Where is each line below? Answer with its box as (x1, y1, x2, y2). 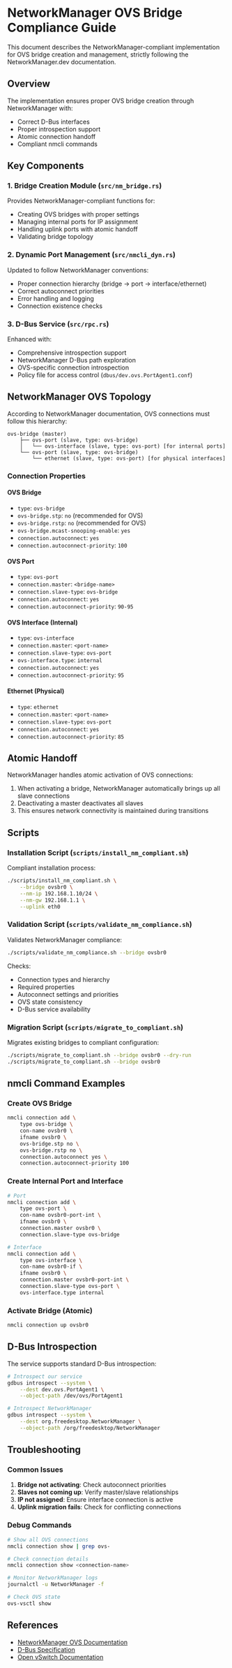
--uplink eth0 (20, 903, 61, 910)
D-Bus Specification (17, 1645, 75, 1653)
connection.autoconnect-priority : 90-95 (17, 602, 134, 610)
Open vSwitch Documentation (17, 1653, 104, 1661)
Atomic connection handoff (17, 132, 96, 140)
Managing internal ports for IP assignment (17, 218, 138, 226)
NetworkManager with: (7, 103, 73, 112)
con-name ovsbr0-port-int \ (20, 1212, 101, 1219)
